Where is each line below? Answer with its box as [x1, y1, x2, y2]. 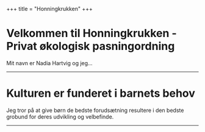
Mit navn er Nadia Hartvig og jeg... [6, 59, 93, 66]
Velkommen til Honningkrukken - [6, 27, 177, 40]
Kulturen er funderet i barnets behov [6, 86, 195, 100]
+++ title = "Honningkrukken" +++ [6, 5, 93, 12]
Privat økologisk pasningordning [6, 40, 175, 54]
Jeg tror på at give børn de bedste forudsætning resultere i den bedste [6, 106, 184, 114]
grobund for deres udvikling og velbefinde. [6, 113, 114, 120]
